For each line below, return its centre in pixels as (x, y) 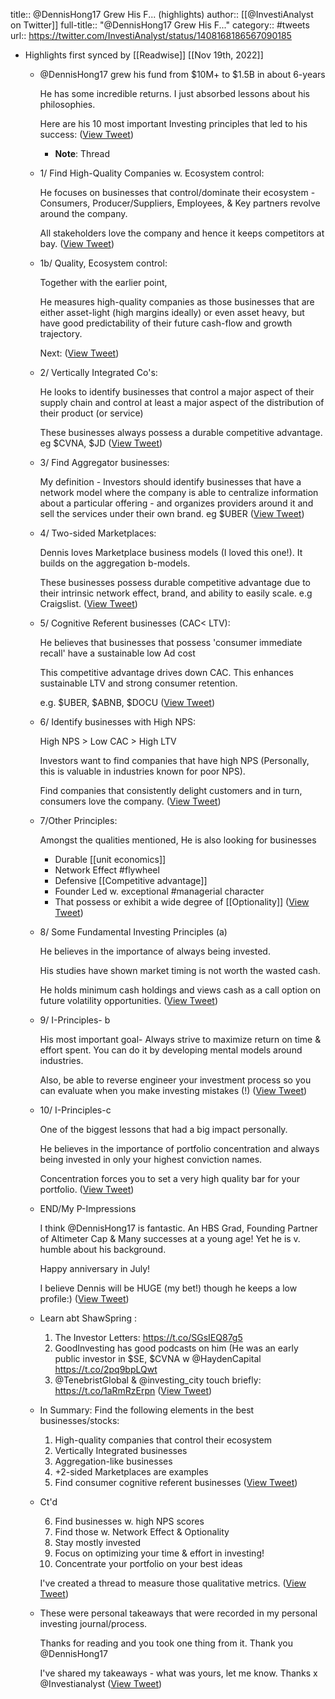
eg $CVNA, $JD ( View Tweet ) (101, 443)
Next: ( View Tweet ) (79, 353)
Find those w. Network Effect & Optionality (142, 1532)
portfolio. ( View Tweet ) (87, 1189)
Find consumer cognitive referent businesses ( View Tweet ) (176, 1482)
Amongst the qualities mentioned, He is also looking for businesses (178, 840)
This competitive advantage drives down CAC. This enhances (166, 672)
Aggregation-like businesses (113, 1461)
